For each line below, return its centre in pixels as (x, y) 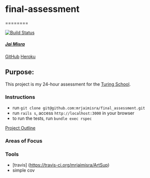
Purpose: (20, 72)
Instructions (20, 97)
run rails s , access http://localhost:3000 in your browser (73, 113)
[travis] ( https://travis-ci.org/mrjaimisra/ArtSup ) (61, 165)
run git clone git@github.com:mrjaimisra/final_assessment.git (79, 108)
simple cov (23, 171)
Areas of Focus (24, 141)
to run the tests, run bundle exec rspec (52, 118)
